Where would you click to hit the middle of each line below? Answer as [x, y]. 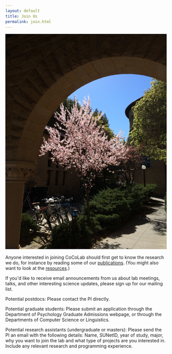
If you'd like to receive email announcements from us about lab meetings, [83, 278]
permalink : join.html [28, 22]
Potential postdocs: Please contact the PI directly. [58, 299]
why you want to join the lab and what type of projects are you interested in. [85, 341]
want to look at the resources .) [38, 268]
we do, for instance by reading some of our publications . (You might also [82, 263]
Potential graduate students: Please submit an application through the [79, 309]
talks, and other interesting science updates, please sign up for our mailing [84, 284]
